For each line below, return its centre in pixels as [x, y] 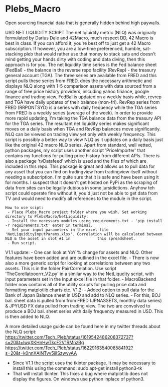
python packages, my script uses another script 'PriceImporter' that [75, 150]
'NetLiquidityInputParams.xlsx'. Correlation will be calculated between [84, 234]
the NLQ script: [21, 332]
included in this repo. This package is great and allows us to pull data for [80, 166]
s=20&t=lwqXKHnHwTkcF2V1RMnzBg [45, 342]
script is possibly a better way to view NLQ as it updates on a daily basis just [84, 140]
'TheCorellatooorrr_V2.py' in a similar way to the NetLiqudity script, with [79, 274]
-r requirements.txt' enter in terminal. [49, 225]
